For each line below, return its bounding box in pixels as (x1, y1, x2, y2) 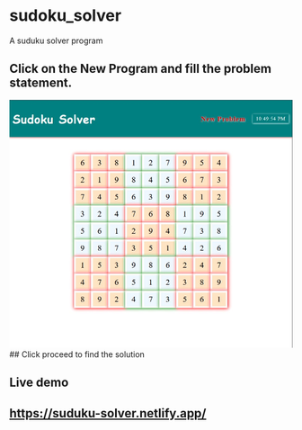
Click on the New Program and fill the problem (9, 61, 272, 76)
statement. (9, 76, 73, 91)
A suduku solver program (9, 35, 103, 46)
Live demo (9, 375, 69, 390)
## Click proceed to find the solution (9, 348, 146, 360)
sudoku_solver (9, 5, 122, 26)
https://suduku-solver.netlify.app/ (9, 406, 207, 421)
